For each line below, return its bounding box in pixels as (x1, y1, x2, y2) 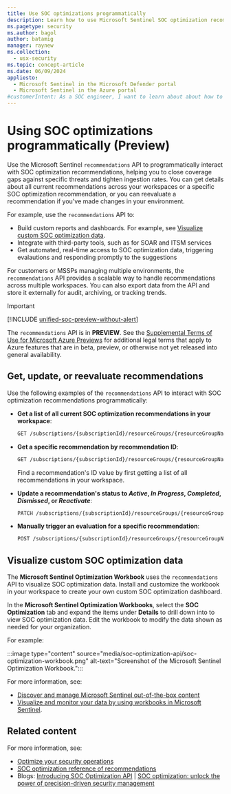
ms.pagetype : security (7, 23, 72, 30)
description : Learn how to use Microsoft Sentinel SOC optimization (7, 17, 208, 23)
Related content (7, 725, 77, 737)
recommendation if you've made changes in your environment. (7, 197, 186, 205)
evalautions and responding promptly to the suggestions (16, 253, 177, 261)
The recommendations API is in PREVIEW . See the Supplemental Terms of (7, 328, 213, 336)
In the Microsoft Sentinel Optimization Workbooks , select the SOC (7, 601, 199, 609)
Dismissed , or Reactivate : (16, 496, 93, 505)
